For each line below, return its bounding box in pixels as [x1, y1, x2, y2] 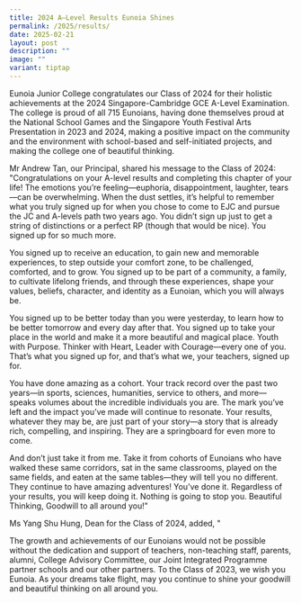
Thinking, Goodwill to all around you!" [9, 500, 148, 511]
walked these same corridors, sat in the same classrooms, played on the [9, 462, 278, 472]
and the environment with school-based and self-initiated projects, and [9, 136, 272, 147]
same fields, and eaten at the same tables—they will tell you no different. [9, 472, 279, 482]
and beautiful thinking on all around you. [9, 582, 159, 594]
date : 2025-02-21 [9, 30, 75, 39]
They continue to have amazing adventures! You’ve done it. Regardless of [9, 481, 283, 491]
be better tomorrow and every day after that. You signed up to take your [9, 321, 276, 333]
